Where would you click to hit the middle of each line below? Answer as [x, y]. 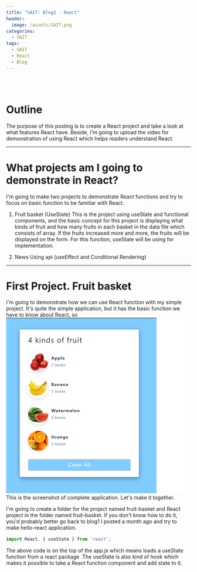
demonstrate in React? [62, 180]
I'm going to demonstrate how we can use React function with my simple [94, 302]
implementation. [34, 245]
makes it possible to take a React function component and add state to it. [94, 563]
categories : [21, 31]
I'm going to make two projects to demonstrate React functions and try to [94, 197]
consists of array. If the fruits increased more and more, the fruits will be [102, 233]
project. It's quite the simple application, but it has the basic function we [93, 308]
